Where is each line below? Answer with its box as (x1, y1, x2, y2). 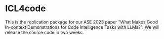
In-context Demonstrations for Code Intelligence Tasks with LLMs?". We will (5, 24, 160, 30)
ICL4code (5, 3, 46, 14)
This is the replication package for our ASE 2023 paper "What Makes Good (5, 19, 158, 25)
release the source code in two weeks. (5, 29, 84, 35)
